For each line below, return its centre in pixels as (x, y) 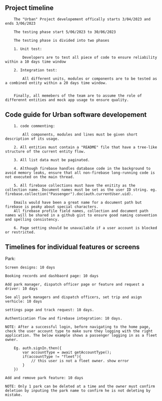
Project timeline (29, 8)
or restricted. (20, 232)
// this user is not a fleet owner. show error (80, 361)
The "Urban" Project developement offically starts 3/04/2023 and (82, 19)
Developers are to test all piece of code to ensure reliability (90, 57)
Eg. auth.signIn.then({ (38, 348)
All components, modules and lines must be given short (80, 134)
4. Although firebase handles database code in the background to (82, 168)
